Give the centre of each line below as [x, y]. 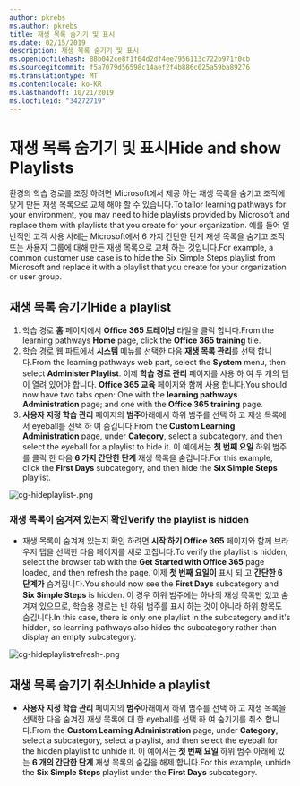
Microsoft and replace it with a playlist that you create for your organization [148, 267]
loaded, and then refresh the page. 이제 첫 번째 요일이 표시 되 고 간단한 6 [153, 573]
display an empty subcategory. [79, 637]
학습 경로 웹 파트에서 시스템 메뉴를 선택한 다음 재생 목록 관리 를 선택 [139, 351]
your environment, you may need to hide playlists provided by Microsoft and [150, 215]
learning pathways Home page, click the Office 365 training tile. [141, 340]
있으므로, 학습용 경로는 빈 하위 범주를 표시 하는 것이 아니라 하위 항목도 [161, 606]
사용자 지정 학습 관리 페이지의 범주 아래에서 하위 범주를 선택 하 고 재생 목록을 [154, 708]
